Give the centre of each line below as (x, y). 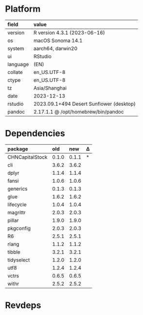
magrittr (17, 212)
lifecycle (17, 204)
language (18, 64)
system (16, 48)
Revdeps (23, 306)
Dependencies (35, 134)
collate (15, 72)
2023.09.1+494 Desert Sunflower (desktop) (85, 104)
